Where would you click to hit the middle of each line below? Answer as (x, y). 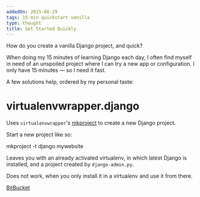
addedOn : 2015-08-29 (32, 12)
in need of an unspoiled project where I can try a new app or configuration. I (101, 64)
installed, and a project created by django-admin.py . (70, 164)
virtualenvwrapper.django (73, 106)
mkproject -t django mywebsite (45, 146)
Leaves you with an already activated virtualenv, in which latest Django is (97, 158)
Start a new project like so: (39, 135)
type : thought (24, 23)
